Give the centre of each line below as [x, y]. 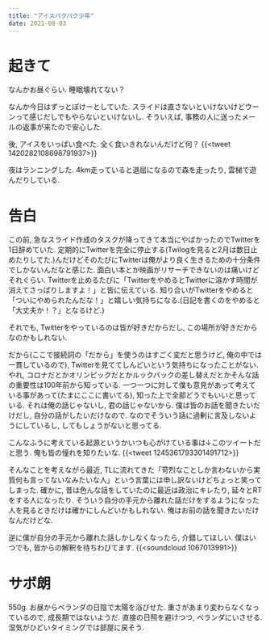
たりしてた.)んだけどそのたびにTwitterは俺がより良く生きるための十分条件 [138, 260]
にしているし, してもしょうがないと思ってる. [88, 426]
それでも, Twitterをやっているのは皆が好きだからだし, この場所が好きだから [133, 327]
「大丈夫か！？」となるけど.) [56, 310]
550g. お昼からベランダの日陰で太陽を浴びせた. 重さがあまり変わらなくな [130, 608]
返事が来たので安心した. [62, 127]
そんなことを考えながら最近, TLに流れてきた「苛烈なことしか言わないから [131, 470]
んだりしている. [34, 180]
